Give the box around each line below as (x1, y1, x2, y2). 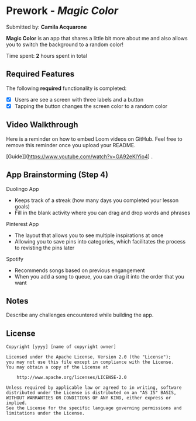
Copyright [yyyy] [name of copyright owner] (6, 344, 116, 350)
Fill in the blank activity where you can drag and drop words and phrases (14, 209, 191, 216)
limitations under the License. (6, 410, 85, 416)
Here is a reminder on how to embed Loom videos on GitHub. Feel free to (6, 135, 183, 142)
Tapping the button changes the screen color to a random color (14, 102, 168, 109)
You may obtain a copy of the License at (6, 364, 109, 370)
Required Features (6, 69, 75, 79)
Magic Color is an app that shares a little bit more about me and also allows (6, 34, 188, 41)
